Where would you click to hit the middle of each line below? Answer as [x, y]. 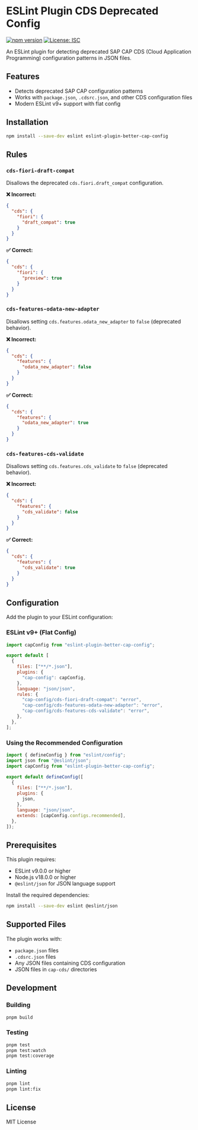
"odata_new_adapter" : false [57, 367]
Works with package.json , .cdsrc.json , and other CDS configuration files [103, 97]
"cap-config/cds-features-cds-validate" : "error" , [86, 711]
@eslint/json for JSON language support [65, 884]
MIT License [21, 1122]
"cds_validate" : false [50, 512]
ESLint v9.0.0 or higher [43, 871]
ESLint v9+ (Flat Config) [41, 633]
